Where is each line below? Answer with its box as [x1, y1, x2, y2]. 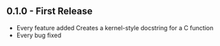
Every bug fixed [16, 31, 62, 39]
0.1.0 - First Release [6, 5, 93, 17]
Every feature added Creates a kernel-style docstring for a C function [16, 23, 214, 32]
